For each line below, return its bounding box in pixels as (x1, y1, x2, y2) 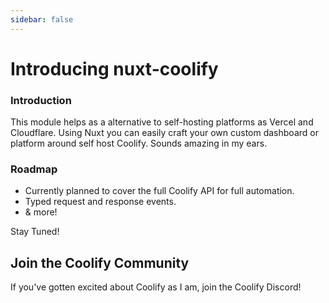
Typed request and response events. (24, 196, 177, 208)
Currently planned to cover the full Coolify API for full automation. (24, 185, 295, 197)
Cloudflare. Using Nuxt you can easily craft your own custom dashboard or (10, 127, 319, 139)
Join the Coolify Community (10, 254, 190, 271)
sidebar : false (10, 14, 74, 25)
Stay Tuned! (10, 226, 60, 238)
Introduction (10, 93, 72, 107)
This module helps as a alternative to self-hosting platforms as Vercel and (10, 116, 314, 128)
